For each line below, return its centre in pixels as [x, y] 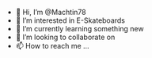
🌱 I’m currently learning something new [80, 29]
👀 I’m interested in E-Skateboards [70, 20]
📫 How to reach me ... [52, 46]
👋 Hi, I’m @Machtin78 [51, 12]
